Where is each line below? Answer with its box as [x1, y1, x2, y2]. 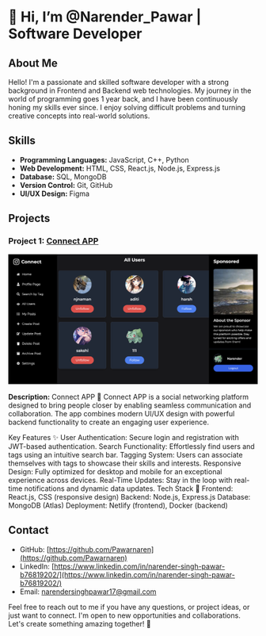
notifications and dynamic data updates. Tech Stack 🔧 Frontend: [24, 484, 234, 493]
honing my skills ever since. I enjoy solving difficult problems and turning [8, 103, 246, 112]
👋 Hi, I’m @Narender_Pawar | [8, 8, 202, 26]
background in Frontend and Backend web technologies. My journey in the [8, 86, 252, 95]
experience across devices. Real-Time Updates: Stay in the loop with [8, 475, 233, 485]
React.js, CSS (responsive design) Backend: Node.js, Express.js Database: [8, 492, 251, 501]
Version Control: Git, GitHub [19, 180, 113, 190]
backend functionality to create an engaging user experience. [8, 417, 210, 427]
